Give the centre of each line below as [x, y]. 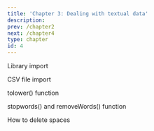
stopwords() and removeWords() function [67, 106]
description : [26, 20]
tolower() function [33, 93]
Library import [28, 66]
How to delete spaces [39, 120]
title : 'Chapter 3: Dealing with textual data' [78, 14]
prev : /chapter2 [31, 26]
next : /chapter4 [31, 33]
